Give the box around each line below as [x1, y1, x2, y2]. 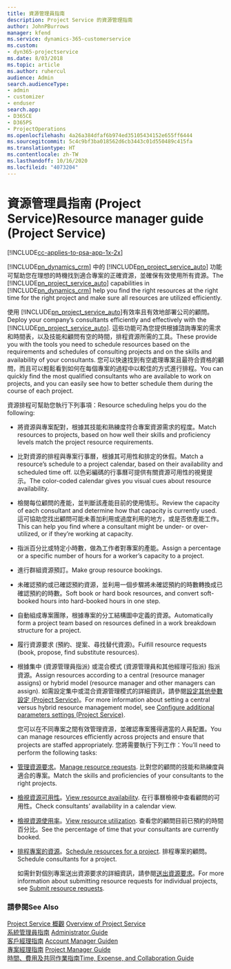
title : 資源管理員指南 [7, 10, 66, 17]
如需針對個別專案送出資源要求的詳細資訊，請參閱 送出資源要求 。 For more [17, 869, 224, 877]
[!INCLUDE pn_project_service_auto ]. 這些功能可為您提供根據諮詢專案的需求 [7, 323, 221, 331]
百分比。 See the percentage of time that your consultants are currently [17, 825, 219, 833]
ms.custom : [7, 42, 39, 49]
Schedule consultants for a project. [17, 855, 117, 863]
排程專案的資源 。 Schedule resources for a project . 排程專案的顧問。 [17, 847, 211, 855]
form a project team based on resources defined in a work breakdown [17, 618, 217, 627]
